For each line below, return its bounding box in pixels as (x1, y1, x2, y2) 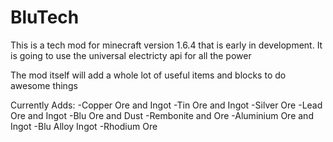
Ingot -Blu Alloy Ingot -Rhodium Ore (10, 120, 158, 132)
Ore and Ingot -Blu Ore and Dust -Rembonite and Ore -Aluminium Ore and (10, 109, 314, 121)
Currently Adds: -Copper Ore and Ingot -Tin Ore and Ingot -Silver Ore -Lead (10, 99, 323, 111)
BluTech (10, 6, 80, 29)
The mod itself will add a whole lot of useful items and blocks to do (10, 69, 287, 81)
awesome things (10, 79, 78, 91)
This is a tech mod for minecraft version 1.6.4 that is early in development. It (10, 39, 323, 51)
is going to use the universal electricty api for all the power (10, 49, 252, 61)
